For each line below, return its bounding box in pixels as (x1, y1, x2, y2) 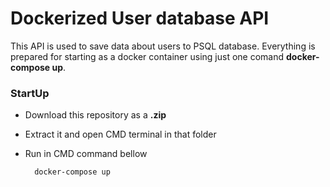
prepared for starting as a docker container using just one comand (10, 50, 285, 62)
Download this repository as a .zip (24, 109, 167, 121)
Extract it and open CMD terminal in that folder (24, 128, 217, 141)
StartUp (10, 86, 50, 100)
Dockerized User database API (10, 7, 270, 30)
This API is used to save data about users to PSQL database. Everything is (10, 40, 316, 52)
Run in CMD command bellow (24, 148, 148, 160)
